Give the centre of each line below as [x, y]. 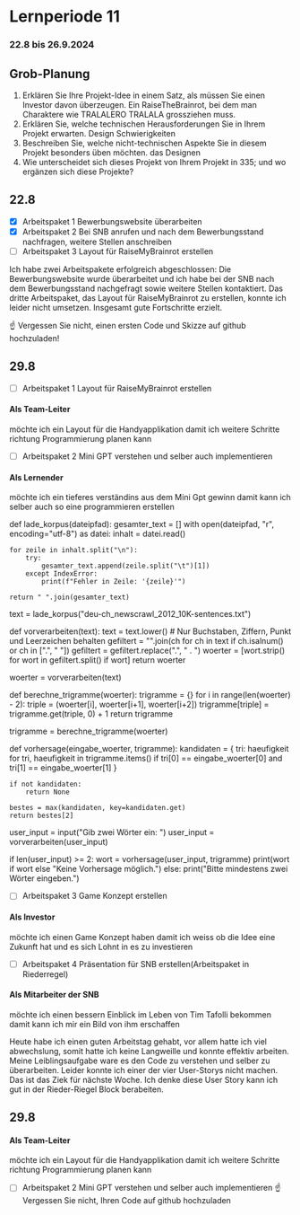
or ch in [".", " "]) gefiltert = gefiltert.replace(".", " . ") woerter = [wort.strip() [147, 651]
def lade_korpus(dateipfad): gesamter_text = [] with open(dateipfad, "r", [142, 524]
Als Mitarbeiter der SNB [55, 995]
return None [47, 792]
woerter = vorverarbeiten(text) [66, 678]
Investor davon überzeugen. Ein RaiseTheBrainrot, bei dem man [139, 104]
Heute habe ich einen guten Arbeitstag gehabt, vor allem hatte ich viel [138, 1041]
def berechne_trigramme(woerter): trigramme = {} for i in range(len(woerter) [150, 695]
